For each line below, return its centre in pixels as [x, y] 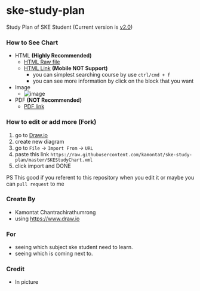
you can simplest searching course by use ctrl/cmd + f [101, 75]
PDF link [34, 107]
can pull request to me [35, 184]
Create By [21, 199]
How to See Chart [32, 43]
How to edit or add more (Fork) [51, 122]
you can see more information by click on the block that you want [113, 81]
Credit [16, 269]
